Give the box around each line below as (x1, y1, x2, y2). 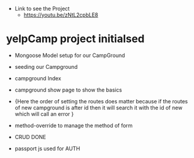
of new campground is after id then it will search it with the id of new (14, 104, 183, 111)
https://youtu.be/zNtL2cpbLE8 (23, 11, 98, 18)
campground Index (14, 74, 61, 82)
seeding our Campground (14, 63, 78, 70)
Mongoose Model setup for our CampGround (14, 52, 126, 59)
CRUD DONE (14, 133, 46, 140)
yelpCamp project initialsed (6, 32, 145, 46)
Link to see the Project (14, 5, 70, 12)
